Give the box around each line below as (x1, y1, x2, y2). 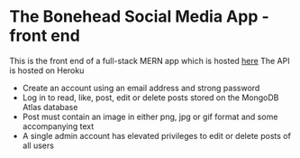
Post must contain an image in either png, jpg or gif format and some (22, 111, 278, 122)
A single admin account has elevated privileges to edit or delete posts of (22, 130, 291, 141)
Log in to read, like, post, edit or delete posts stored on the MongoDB (22, 92, 279, 103)
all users (22, 140, 54, 151)
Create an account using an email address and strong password (22, 82, 260, 93)
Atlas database (22, 101, 78, 112)
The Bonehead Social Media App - (9, 6, 270, 27)
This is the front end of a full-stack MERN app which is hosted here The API (9, 55, 290, 66)
